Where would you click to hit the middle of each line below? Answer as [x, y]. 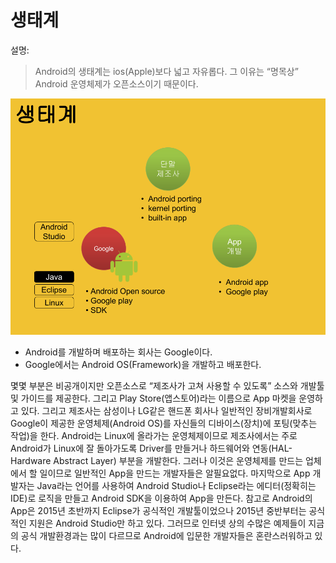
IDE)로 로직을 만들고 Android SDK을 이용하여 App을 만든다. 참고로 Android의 [161, 498]
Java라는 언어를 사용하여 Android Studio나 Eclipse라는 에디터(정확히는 [176, 485]
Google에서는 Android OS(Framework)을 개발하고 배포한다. [143, 364]
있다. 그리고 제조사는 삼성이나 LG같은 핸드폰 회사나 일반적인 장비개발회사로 [166, 410]
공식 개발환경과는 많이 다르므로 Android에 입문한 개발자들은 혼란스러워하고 [166, 535]
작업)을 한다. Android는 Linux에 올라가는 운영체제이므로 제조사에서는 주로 [154, 435]
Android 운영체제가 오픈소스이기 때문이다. [116, 83]
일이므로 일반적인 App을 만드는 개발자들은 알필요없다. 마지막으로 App [175, 473]
